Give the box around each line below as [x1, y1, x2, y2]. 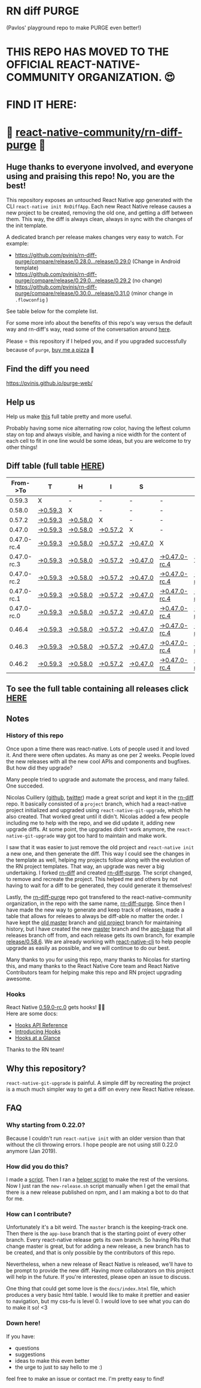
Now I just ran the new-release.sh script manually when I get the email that [6, 1182, 190, 1189]
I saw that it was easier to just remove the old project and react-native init [6, 843, 194, 850]
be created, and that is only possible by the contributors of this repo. [6, 1249, 175, 1256]
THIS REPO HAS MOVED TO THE [6, 45, 169, 59]
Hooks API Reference [14, 1022, 68, 1029]
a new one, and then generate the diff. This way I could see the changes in [6, 850, 190, 857]
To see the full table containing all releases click [6, 684, 189, 694]
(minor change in [131, 289, 173, 297]
